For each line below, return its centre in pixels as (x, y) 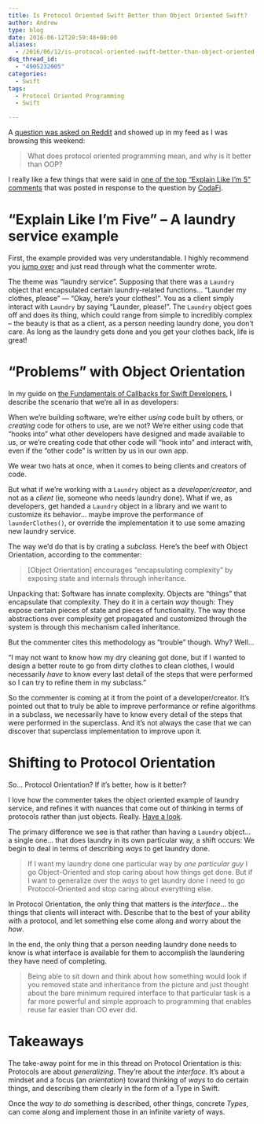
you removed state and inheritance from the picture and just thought (138, 984)
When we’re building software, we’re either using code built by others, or (126, 417)
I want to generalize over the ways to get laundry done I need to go (136, 880)
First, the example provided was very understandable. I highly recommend (128, 258)
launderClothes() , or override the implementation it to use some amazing (127, 523)
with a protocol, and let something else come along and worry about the (125, 920)
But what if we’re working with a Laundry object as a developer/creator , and (130, 489)
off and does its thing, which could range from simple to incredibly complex (130, 315)
